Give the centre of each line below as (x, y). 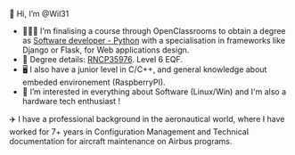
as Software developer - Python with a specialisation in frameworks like (154, 41)
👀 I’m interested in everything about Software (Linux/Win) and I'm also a (154, 92)
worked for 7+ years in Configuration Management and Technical (129, 132)
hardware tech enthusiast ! (71, 101)
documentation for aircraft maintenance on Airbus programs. (121, 141)
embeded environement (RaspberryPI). (94, 82)
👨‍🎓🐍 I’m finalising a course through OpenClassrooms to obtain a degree (154, 31)
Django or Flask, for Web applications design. (106, 50)
